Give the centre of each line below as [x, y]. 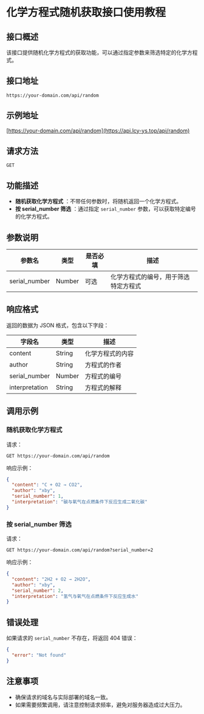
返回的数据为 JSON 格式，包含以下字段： [58, 325]
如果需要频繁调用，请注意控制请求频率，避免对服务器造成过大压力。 [100, 704]
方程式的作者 [103, 365]
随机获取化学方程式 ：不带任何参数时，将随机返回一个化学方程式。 [98, 202]
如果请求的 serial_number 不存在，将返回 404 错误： [72, 638]
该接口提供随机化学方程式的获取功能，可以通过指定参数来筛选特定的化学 [97, 53]
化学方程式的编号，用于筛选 [150, 277]
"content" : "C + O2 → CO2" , [47, 485]
